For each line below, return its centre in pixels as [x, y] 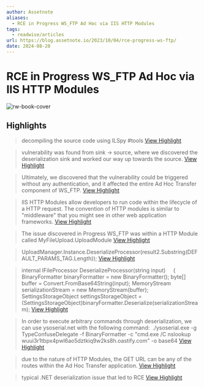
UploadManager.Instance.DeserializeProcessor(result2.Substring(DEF [109, 252]
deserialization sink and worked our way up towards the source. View [109, 159]
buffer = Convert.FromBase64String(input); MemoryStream [96, 283]
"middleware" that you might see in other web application [94, 215]
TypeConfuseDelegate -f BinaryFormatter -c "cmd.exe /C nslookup [106, 334]
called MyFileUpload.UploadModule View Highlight [85, 240]
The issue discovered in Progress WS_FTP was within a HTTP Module [109, 233]
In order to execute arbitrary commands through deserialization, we [107, 321]
